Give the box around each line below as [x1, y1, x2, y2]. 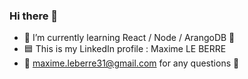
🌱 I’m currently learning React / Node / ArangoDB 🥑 [23, 32, 236, 44]
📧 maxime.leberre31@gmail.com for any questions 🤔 [23, 57, 240, 69]
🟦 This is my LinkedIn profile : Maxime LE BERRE [23, 43, 227, 55]
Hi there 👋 [9, 9, 59, 23]
